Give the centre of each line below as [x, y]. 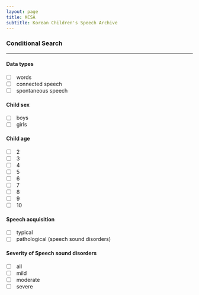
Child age [18, 138]
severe [25, 286]
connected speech [39, 84]
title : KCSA [21, 17]
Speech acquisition [31, 219]
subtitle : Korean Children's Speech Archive [62, 23]
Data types [20, 64]
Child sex [18, 104]
